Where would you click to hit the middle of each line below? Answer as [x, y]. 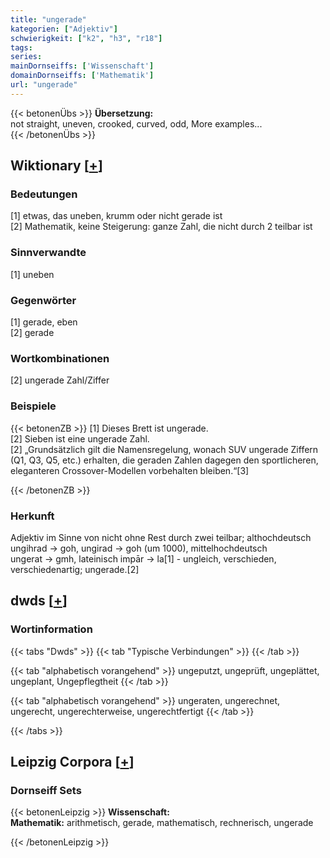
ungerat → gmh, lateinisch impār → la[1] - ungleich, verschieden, [143, 558]
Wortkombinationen [60, 358]
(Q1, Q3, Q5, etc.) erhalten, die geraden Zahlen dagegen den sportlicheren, [164, 460]
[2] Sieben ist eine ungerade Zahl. [80, 438]
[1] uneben [32, 274]
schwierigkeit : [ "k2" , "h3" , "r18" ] [86, 38]
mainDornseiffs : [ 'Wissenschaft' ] [82, 66]
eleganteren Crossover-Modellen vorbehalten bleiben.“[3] [130, 470]
